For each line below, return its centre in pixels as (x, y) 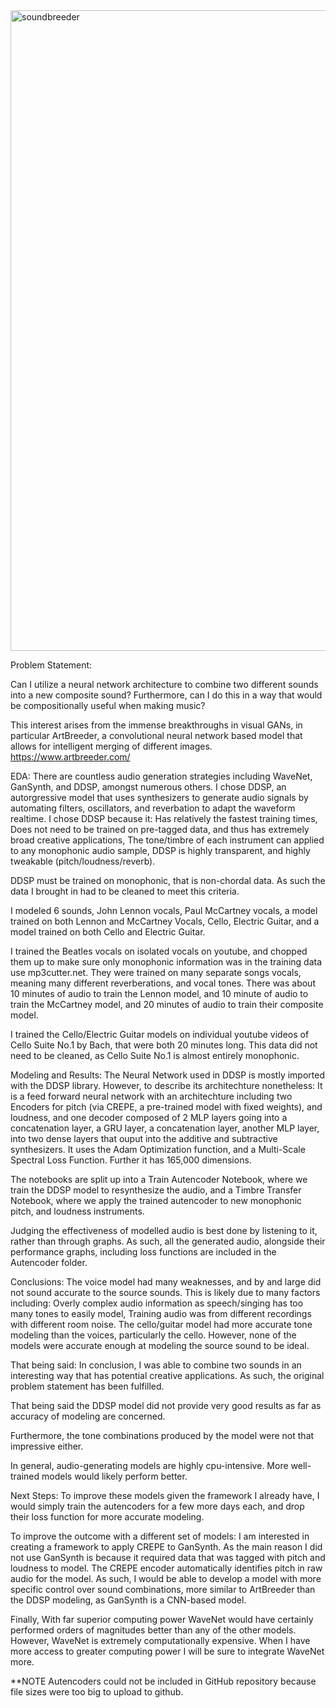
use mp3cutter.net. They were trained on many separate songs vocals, (156, 972)
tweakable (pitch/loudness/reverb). (83, 861)
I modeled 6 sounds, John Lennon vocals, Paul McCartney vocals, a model (164, 910)
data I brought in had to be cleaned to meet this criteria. (125, 891)
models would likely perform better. (114, 1476)
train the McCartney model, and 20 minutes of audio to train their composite (167, 1004)
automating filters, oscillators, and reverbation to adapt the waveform (153, 808)
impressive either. (47, 1446)
